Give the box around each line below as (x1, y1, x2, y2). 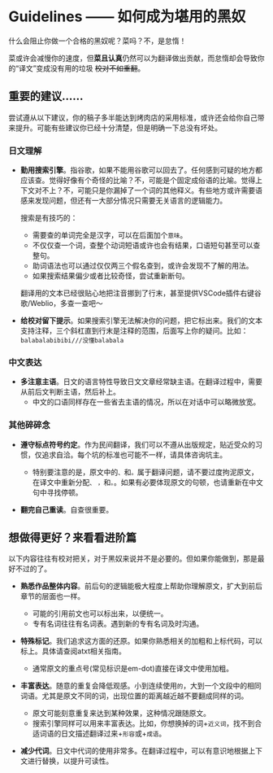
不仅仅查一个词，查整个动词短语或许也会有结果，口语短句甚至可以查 (32, 241, 261, 251)
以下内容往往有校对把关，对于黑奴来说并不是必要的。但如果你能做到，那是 (8, 554, 258, 564)
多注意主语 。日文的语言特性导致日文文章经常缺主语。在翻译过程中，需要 (19, 377, 262, 386)
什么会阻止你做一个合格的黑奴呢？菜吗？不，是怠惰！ (8, 36, 187, 46)
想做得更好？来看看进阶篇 (8, 531, 136, 545)
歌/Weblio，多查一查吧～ (19, 299, 103, 308)
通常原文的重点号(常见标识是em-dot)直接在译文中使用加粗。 (32, 664, 234, 674)
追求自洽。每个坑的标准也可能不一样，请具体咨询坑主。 (41, 449, 227, 460)
